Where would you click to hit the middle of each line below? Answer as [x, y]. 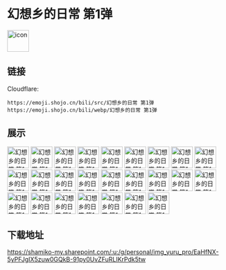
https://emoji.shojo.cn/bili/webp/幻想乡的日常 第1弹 [82, 110]
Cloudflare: [23, 89]
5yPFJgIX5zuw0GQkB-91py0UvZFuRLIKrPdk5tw [77, 260]
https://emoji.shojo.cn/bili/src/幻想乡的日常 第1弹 [81, 102]
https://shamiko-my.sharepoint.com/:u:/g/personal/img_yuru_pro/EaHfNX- [113, 252]
